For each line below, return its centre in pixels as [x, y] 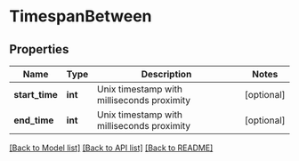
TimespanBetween [81, 16]
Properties [39, 49]
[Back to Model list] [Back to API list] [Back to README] [111, 148]
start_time [36, 95]
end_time [34, 120]
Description [166, 74]
